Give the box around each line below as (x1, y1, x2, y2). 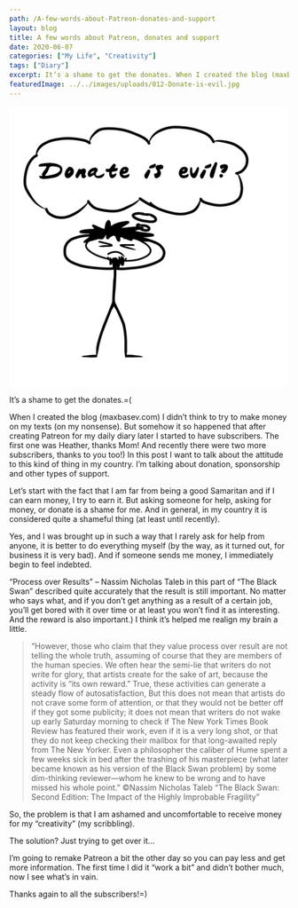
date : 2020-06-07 (9, 43, 74, 51)
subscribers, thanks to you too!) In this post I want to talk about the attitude (9, 449, 284, 460)
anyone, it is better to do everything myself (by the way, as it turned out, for (9, 540, 286, 550)
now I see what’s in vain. (9, 871, 99, 882)
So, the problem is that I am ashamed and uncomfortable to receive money (9, 809, 282, 819)
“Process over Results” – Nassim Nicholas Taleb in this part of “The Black (9, 576, 278, 587)
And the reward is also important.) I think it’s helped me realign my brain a (9, 613, 278, 625)
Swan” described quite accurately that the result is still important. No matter (9, 586, 286, 596)
